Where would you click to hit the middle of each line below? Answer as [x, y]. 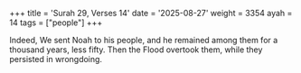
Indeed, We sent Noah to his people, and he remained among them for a [144, 40]
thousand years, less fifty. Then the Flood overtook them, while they [136, 50]
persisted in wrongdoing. [56, 59]
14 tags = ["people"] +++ [56, 23]
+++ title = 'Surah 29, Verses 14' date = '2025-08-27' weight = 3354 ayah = [151, 13]
